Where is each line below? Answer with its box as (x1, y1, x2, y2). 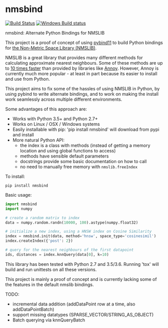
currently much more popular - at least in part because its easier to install (5, 70, 157, 76)
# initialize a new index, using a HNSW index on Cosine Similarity (5, 229, 152, 234)
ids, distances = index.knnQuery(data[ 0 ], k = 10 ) (5, 252, 109, 257)
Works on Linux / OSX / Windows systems (12, 121, 100, 127)
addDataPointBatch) (12, 306, 54, 312)
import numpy (5, 206, 33, 211)
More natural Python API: (12, 137, 65, 143)
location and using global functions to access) (20, 147, 116, 153)
